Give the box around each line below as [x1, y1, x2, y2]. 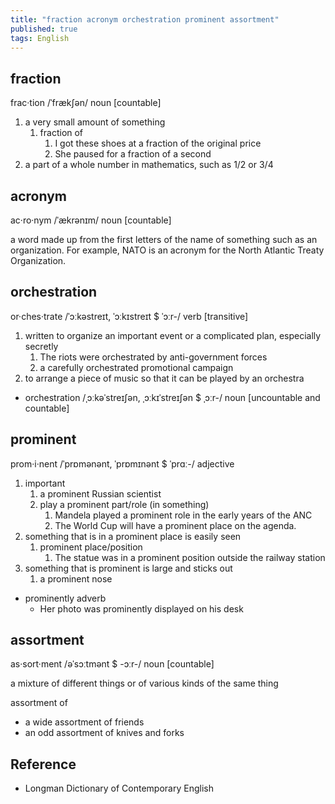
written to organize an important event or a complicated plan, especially [24, 329, 322, 341]
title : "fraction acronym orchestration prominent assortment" [10, 14, 280, 25]
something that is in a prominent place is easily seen [24, 530, 242, 542]
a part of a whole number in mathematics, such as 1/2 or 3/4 [24, 159, 274, 171]
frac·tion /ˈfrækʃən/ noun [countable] [10, 97, 162, 109]
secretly [24, 340, 59, 352]
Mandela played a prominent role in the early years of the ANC [54, 509, 313, 521]
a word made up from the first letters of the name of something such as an [10, 234, 318, 245]
